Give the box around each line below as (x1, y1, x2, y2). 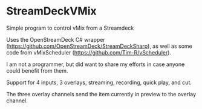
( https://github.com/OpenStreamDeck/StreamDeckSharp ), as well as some (6, 42, 192, 50)
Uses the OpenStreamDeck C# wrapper (6, 36, 106, 43)
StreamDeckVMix (6, 4, 97, 18)
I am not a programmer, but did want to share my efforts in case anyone (6, 61, 185, 68)
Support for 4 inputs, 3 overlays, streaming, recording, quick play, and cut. (6, 79, 192, 86)
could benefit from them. (6, 67, 68, 74)
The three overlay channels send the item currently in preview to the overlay (6, 90, 197, 97)
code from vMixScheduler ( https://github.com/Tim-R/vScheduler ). (6, 48, 171, 56)
